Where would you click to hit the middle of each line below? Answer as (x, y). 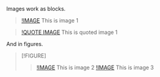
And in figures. (25, 44)
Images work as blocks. (36, 9)
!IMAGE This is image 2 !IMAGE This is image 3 (95, 67)
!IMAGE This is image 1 (50, 20)
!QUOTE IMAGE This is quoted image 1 (69, 32)
